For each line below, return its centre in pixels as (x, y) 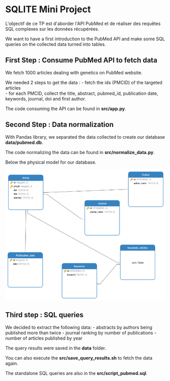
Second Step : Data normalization (59, 125)
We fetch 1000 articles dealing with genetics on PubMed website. (74, 72)
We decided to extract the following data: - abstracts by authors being (79, 327)
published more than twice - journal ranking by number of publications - (81, 333)
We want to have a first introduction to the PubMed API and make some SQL (85, 39)
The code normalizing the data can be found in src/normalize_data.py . (80, 152)
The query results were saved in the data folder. (56, 348)
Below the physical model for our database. (51, 162)
